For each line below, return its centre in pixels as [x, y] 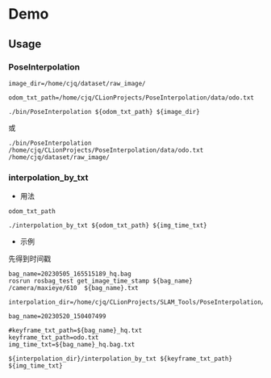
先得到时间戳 [29, 258]
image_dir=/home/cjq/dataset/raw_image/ [77, 83]
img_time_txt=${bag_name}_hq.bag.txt [72, 345]
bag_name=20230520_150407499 [57, 317]
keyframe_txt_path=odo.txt [54, 338]
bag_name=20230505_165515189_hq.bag [70, 274]
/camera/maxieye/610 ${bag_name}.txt [73, 288]
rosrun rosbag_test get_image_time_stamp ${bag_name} [101, 281]
